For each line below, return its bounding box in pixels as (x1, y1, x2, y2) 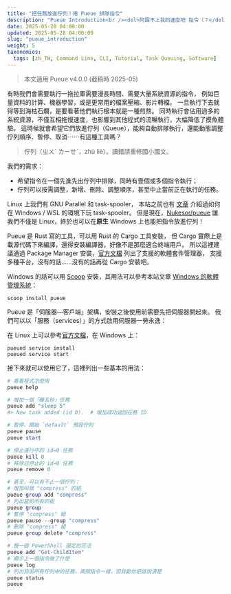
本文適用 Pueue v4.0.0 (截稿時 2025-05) (23, 75, 139, 83)
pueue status (7, 574, 45, 582)
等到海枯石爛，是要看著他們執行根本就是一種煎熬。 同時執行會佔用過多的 (12, 106, 220, 115)
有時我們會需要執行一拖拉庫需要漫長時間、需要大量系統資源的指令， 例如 (7, 89, 214, 97)
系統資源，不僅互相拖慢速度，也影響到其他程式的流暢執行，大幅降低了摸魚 (7, 115, 218, 123)
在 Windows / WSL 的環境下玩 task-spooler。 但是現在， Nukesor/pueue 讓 (7, 208, 219, 217)
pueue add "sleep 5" (7, 403, 67, 410)
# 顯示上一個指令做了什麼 (7, 555, 70, 562)
